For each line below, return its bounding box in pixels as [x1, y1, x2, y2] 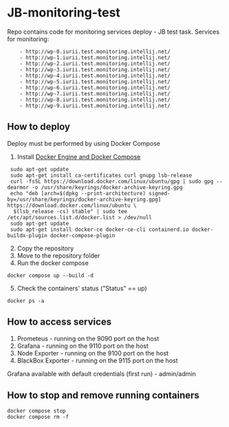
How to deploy [7, 121, 71, 133]
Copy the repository [17, 244, 74, 252]
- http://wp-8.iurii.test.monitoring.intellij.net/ [19, 96, 171, 103]
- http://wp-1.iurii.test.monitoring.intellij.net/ [19, 54, 171, 61]
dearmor [7, 184, 30, 190]
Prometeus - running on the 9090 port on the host [17, 334, 160, 342]
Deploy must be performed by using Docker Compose [7, 139, 160, 147]
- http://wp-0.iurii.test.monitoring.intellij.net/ [19, 48, 171, 55]
